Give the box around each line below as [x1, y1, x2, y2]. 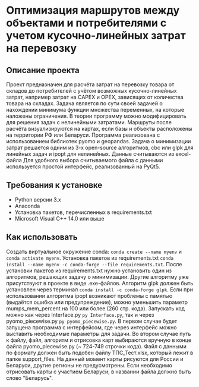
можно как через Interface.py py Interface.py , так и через [6, 311, 154, 318]
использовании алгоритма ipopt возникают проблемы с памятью [6, 292, 173, 299]
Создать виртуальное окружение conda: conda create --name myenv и [6, 248, 182, 255]
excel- [175, 150, 191, 158]
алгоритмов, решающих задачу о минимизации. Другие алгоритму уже [6, 273, 189, 280]
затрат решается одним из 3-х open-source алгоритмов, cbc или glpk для [6, 144, 194, 151]
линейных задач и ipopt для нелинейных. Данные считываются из [6, 150, 175, 158]
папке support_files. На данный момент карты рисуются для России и [6, 355, 184, 363]
